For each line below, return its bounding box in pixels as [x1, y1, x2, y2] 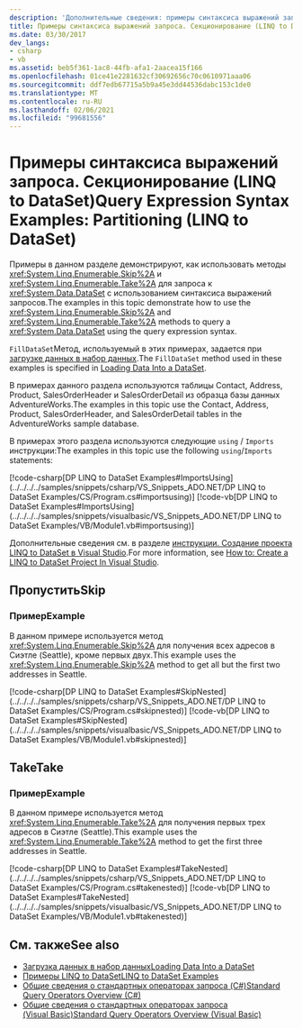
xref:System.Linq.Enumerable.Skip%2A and [9, 307, 172, 318]
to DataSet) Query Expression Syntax [9, 191, 289, 212]
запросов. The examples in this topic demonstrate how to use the [9, 297, 252, 308]
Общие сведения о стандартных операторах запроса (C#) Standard [22, 980, 280, 991]
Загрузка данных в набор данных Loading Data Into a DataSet [22, 961, 254, 972]
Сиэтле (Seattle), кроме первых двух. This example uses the [9, 650, 236, 660]
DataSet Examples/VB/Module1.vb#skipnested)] [9, 733, 187, 744]
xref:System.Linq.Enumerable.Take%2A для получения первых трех [9, 817, 266, 828]
